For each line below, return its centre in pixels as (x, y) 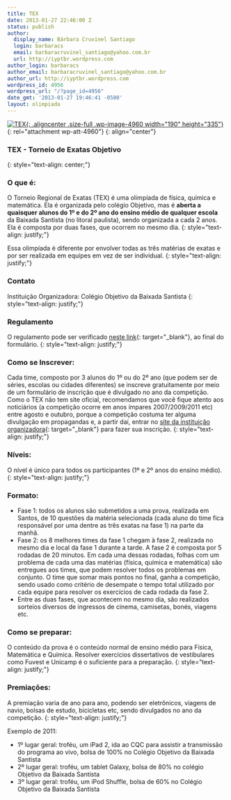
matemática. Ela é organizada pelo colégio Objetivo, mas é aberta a (104, 205)
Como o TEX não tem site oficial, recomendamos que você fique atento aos (115, 400)
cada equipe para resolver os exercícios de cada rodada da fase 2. (113, 592)
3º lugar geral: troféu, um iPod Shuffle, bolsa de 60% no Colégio (110, 781)
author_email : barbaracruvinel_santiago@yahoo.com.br (87, 72)
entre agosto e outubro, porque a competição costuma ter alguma (102, 414)
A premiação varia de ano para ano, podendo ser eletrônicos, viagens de (112, 703)
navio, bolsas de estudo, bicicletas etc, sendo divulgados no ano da (104, 710)
